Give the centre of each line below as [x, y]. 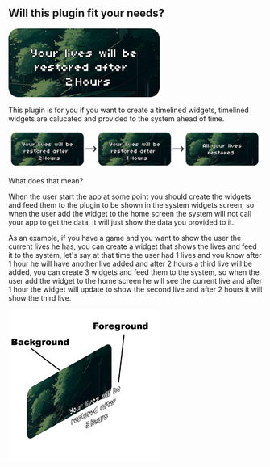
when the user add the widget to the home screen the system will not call [130, 214]
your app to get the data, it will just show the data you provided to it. [121, 222]
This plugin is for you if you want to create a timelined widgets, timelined [129, 110]
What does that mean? [46, 181]
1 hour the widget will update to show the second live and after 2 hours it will [135, 289]
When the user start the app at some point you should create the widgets [130, 196]
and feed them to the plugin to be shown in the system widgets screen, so [131, 205]
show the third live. [40, 298]
